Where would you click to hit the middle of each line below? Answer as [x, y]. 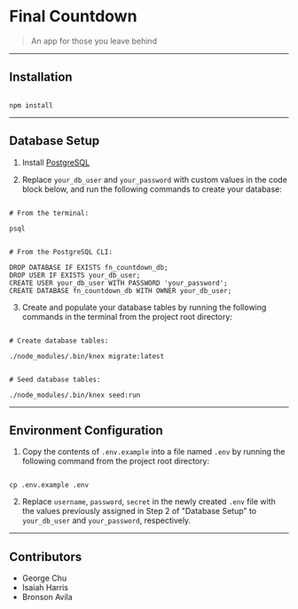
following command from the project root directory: [116, 461]
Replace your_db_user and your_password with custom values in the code [155, 179]
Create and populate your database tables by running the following [144, 307]
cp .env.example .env [49, 486]
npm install [31, 105]
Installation [41, 77]
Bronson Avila [47, 597]
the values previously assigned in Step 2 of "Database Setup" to [139, 511]
